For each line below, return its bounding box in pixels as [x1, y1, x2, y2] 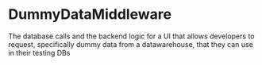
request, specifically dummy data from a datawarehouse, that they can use [8, 39, 254, 49]
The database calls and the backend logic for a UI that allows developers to [8, 31, 255, 41]
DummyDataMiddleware [8, 5, 172, 23]
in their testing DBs [8, 48, 71, 57]
